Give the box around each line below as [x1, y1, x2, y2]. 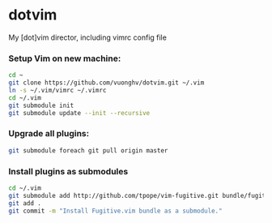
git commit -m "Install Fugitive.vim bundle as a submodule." [8, 207, 223, 215]
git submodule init [8, 101, 74, 109]
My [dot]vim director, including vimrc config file [8, 32, 168, 42]
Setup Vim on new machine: [8, 53, 121, 64]
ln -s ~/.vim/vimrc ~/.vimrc [8, 86, 107, 94]
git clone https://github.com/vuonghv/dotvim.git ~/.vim [8, 79, 205, 87]
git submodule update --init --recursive [8, 109, 151, 117]
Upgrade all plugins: [8, 128, 90, 139]
